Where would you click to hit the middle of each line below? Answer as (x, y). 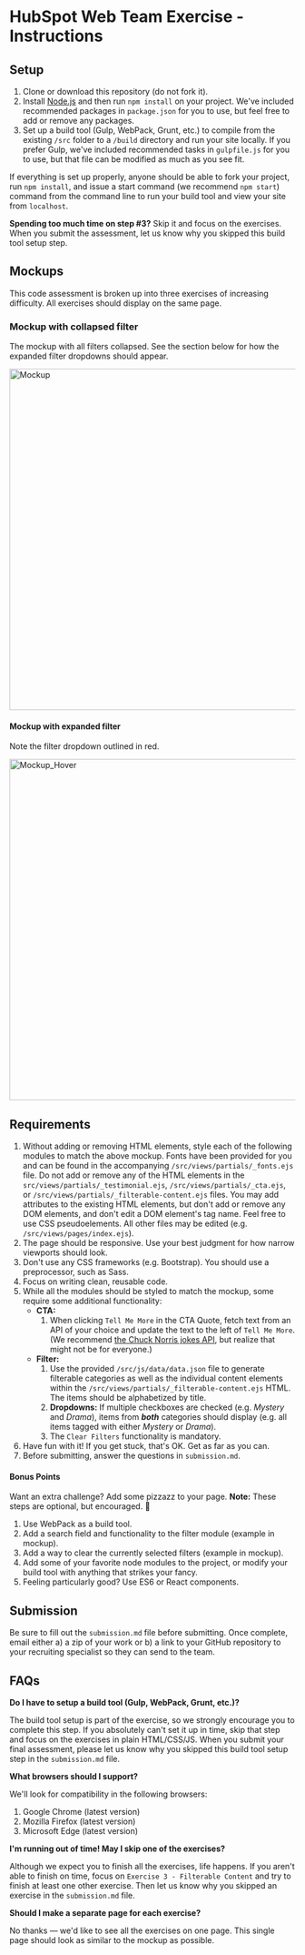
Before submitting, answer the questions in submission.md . (131, 1456)
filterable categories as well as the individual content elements (166, 1378)
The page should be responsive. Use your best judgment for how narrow (158, 1243)
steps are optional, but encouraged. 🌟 (80, 1506)
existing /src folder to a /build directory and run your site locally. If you (156, 140)
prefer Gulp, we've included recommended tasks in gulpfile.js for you (156, 149)
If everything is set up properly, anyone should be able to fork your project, (150, 177)
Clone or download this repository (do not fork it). (115, 91)
